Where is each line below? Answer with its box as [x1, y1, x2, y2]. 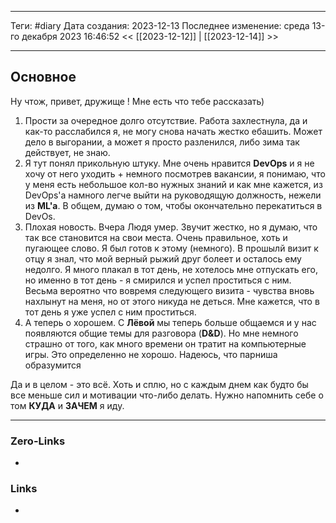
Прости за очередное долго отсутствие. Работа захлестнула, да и [24, 114, 308, 126]
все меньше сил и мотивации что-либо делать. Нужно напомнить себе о [10, 389, 324, 401]
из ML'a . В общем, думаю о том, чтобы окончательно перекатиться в [24, 199, 323, 211]
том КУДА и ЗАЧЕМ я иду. [10, 399, 125, 411]
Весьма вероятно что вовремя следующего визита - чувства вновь [24, 284, 315, 296]
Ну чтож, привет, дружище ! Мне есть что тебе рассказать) [10, 95, 265, 107]
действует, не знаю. [24, 146, 111, 158]
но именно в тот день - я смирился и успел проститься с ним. [24, 274, 292, 286]
